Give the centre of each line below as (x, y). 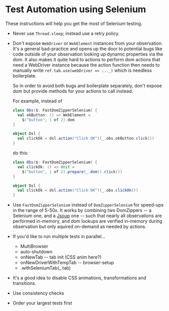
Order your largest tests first (42, 303)
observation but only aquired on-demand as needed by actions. (79, 227)
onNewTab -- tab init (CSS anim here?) (61, 257)
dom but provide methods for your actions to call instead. (73, 91)
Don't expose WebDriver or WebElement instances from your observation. (88, 43)
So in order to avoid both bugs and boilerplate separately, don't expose (87, 86)
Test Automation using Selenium (76, 9)
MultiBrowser (34, 246)
